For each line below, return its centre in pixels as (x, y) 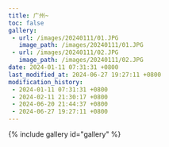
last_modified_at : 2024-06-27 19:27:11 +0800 (84, 75)
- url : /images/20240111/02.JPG (65, 52)
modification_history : (46, 82)
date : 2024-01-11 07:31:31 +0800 (63, 68)
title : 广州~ (29, 15)
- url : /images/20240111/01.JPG (65, 38)
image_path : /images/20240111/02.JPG (81, 60)
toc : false (26, 23)
